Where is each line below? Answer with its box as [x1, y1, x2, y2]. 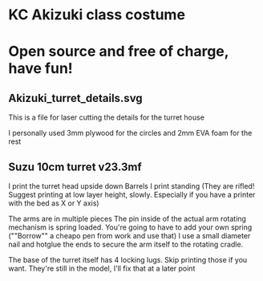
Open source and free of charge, [8, 43, 229, 61]
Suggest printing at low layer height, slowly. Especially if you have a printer [8, 190, 256, 199]
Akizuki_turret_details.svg [8, 91, 143, 105]
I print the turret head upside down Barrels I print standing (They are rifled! [8, 181, 255, 190]
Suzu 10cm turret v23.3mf [8, 160, 142, 173]
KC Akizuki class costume [8, 6, 186, 24]
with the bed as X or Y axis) [8, 198, 99, 208]
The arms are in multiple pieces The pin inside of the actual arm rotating [8, 214, 247, 223]
